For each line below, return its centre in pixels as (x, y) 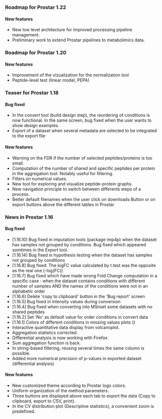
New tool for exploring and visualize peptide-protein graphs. (72, 183)
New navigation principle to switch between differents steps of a (76, 189)
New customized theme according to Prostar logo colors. (69, 385)
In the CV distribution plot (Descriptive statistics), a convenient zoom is (83, 406)
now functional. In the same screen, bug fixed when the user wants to (82, 120)
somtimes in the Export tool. (40, 250)
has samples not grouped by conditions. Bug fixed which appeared (79, 244)
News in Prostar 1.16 (29, 217)
